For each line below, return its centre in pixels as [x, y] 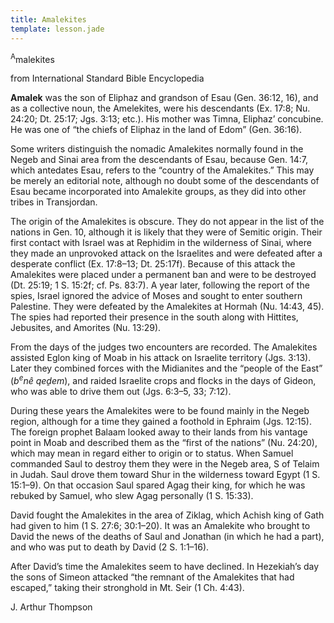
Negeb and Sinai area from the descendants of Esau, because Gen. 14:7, [159, 160]
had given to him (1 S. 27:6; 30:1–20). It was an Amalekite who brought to [160, 525]
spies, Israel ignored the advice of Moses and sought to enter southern [156, 296]
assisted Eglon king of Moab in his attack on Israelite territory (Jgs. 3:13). [161, 358]
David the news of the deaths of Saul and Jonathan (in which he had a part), [167, 536]
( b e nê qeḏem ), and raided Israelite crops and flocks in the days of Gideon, [163, 379]
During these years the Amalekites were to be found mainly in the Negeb [160, 410]
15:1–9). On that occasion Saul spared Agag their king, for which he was [158, 485]
